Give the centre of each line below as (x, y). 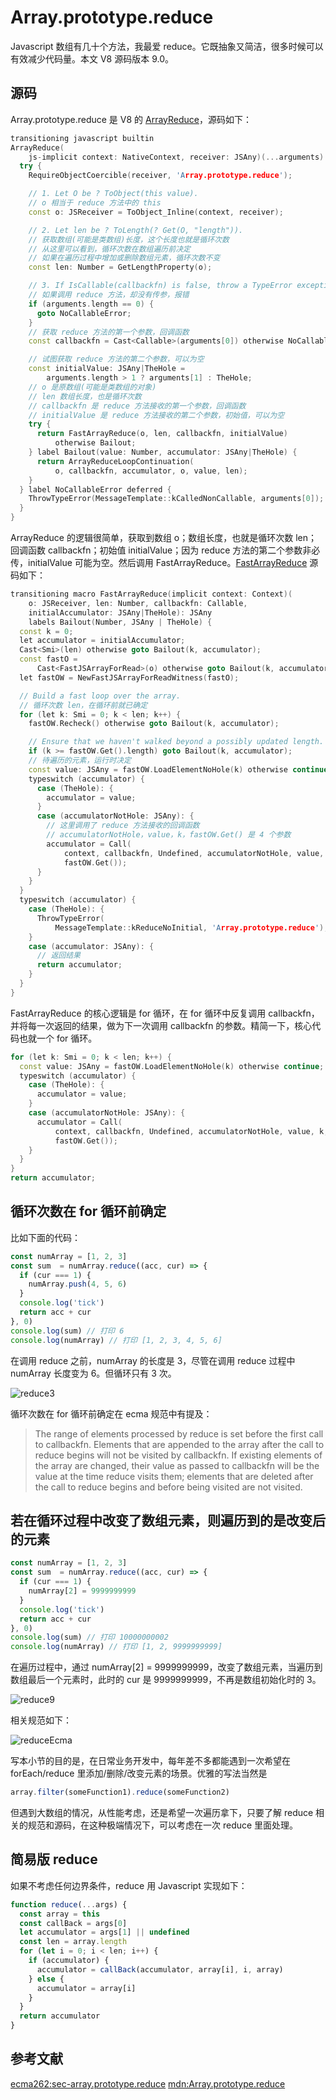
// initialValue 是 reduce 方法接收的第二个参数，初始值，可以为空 (156, 415)
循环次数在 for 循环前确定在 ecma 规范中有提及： (111, 1413)
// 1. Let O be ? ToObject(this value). (113, 194)
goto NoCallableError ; (84, 313)
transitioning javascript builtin (82, 138)
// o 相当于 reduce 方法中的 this (95, 203)
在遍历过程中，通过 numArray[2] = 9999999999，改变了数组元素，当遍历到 (166, 1667)
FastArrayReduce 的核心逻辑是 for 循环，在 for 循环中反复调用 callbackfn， (165, 1013)
